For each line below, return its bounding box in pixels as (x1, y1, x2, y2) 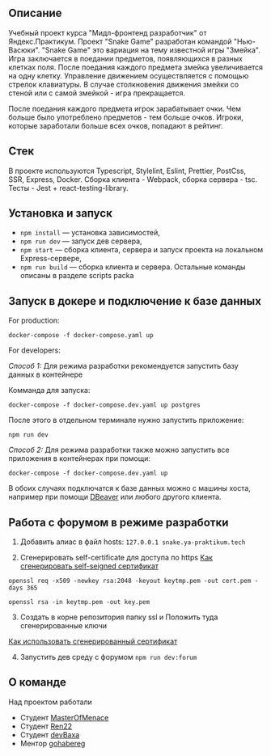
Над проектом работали (8, 697, 93, 707)
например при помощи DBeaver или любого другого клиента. (8, 492, 222, 502)
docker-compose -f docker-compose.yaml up (8, 332, 154, 340)
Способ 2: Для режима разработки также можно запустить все (8, 445, 231, 455)
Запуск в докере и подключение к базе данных (8, 294, 261, 308)
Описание (8, 6, 62, 20)
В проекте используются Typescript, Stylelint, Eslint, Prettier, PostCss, (8, 166, 247, 175)
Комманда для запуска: (8, 386, 91, 395)
